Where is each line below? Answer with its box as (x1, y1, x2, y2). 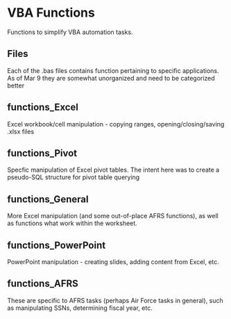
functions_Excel (7, 101, 78, 113)
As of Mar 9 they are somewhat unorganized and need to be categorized (7, 74, 215, 82)
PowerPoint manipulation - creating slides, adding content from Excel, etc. (7, 258, 220, 265)
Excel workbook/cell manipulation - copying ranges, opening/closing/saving (7, 120, 225, 128)
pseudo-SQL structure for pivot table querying (7, 173, 140, 181)
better (7, 81, 25, 90)
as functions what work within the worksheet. (7, 219, 137, 227)
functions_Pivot (7, 147, 78, 159)
